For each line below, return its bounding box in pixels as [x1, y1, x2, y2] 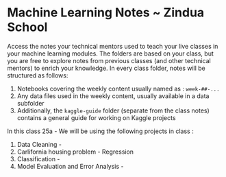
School [7, 19, 48, 35]
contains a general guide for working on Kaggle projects [16, 113, 176, 121]
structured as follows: [7, 71, 68, 80]
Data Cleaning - [16, 140, 62, 148]
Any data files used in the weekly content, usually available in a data [16, 91, 210, 100]
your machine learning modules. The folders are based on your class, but [7, 49, 214, 58]
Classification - [16, 154, 60, 163]
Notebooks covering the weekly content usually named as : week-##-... [16, 84, 221, 93]
